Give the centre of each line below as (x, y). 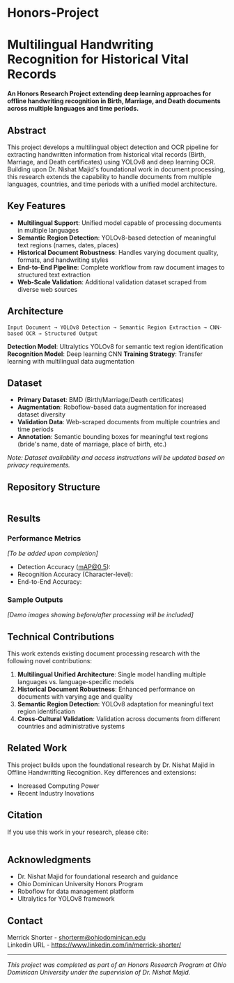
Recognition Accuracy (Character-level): (75, 574)
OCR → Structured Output (62, 333)
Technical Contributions (61, 636)
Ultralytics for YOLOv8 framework (66, 899)
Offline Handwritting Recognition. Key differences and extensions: (102, 772)
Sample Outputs (35, 599)
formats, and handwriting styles (63, 260)
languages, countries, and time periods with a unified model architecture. (112, 184)
